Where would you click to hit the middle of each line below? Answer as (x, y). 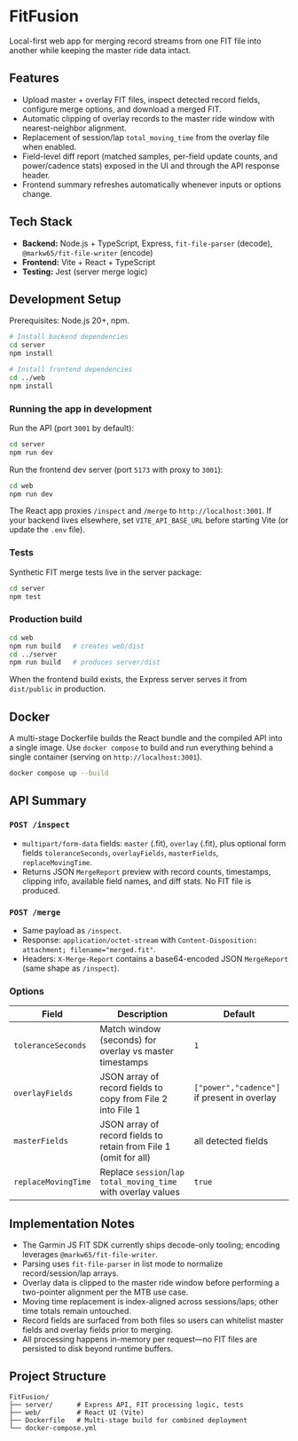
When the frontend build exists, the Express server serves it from (128, 680)
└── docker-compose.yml (53, 1428)
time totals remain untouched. (76, 1311)
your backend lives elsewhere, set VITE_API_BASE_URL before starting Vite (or (149, 520)
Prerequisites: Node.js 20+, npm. (70, 320)
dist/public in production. (58, 689)
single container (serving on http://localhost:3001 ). (106, 757)
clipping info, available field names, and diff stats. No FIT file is (137, 881)
